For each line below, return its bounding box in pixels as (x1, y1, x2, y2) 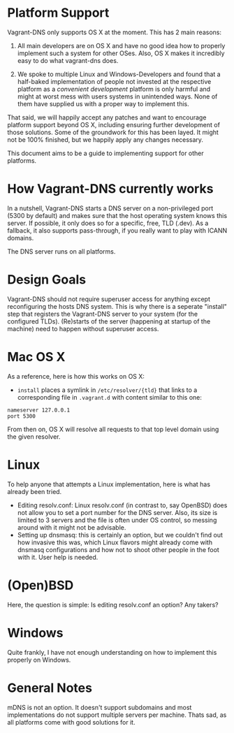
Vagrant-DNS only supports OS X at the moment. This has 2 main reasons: (7, 28, 222, 36)
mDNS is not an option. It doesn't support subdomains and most (7, 703, 192, 711)
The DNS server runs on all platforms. (7, 247, 116, 256)
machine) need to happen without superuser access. (7, 324, 159, 333)
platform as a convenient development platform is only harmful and (17, 85, 211, 93)
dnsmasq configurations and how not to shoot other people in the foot (17, 545, 220, 553)
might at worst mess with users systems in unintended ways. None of (17, 92, 218, 101)
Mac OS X (7, 349, 66, 365)
